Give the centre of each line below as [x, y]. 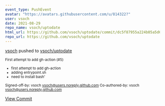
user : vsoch [17, 19]
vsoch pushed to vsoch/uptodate [39, 51]
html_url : [15, 32]
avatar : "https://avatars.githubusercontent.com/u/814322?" [68, 14]
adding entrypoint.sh [29, 72]
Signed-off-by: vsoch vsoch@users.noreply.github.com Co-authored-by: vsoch [72, 85]
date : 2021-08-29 [23, 23]
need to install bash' [28, 77]
